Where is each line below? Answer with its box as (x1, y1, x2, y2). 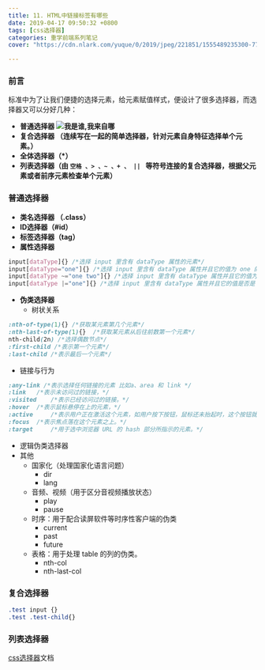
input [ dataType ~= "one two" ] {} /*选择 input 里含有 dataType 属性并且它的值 (8, 272, 252, 281)
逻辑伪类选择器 (19, 441, 69, 450)
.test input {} (8, 606, 58, 614)
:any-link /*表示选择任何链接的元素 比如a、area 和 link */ (8, 381, 192, 389)
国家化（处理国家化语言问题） (31, 460, 129, 470)
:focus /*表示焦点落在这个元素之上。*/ (8, 418, 128, 426)
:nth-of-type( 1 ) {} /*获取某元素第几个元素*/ (8, 321, 145, 329)
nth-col (43, 558, 67, 567)
